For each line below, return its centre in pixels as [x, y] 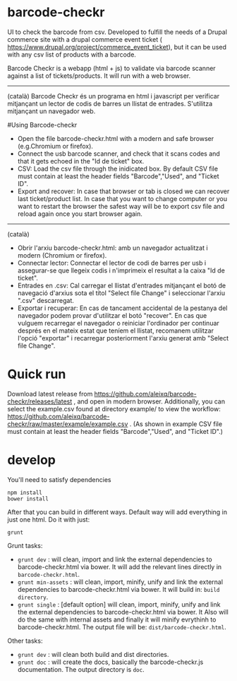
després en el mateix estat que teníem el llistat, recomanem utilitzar [115, 331]
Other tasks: [25, 641]
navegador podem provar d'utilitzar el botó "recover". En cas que [112, 315]
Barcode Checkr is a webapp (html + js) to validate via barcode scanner [112, 68]
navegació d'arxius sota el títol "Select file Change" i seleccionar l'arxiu [121, 293]
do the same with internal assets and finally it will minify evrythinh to [117, 619]
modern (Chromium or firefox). [62, 255]
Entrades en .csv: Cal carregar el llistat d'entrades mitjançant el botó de [122, 285]
